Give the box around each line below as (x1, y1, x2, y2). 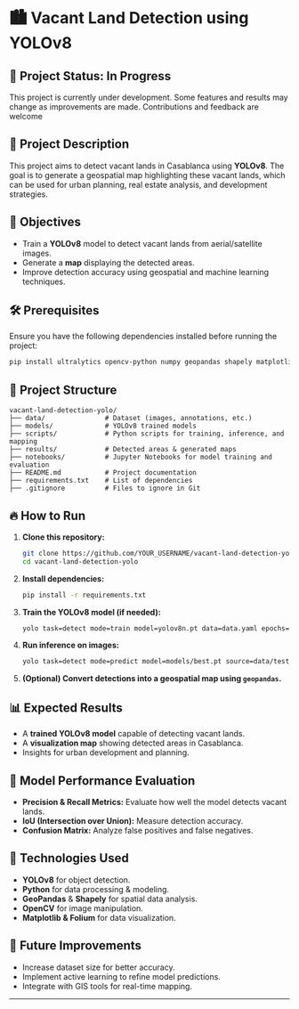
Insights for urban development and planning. (21, 747, 190, 758)
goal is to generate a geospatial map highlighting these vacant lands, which (9, 169, 287, 180)
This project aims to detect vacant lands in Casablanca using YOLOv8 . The (9, 160, 285, 171)
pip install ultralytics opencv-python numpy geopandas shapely (9, 358, 253, 367)
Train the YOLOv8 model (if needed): (21, 606, 162, 617)
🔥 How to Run (9, 508, 86, 523)
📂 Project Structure (9, 382, 117, 397)
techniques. (21, 276, 66, 287)
